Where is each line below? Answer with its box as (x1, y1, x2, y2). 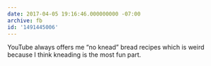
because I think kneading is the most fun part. (7, 50, 142, 59)
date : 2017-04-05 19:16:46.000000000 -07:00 (7, 10, 141, 18)
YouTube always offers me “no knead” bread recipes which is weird (7, 43, 205, 52)
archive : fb (7, 17, 42, 24)
